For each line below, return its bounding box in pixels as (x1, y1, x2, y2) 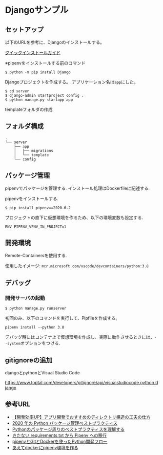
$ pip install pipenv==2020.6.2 (5, 205, 71, 210)
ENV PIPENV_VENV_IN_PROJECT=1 (5, 224, 67, 229)
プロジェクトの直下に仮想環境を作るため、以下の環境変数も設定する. (5, 215, 143, 220)
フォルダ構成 (5, 122, 44, 130)
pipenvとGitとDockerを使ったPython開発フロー (12, 438, 107, 444)
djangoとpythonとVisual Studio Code (5, 369, 80, 375)
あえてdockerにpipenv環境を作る (12, 444, 79, 450)
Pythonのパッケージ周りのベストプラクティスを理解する (12, 426, 125, 432)
